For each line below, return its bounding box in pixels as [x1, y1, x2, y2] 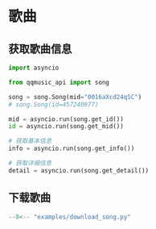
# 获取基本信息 [8, 137, 52, 145]
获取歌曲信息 [8, 42, 72, 56]
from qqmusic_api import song [8, 78, 110, 86]
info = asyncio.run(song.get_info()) [8, 144, 135, 153]
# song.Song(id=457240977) [8, 100, 99, 109]
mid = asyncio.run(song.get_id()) [8, 114, 125, 123]
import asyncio [8, 64, 60, 72]
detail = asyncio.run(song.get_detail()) [8, 166, 150, 174]
